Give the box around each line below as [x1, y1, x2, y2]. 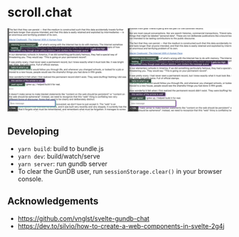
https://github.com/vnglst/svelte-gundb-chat [17, 214, 150, 223]
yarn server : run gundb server [17, 159, 108, 168]
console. [17, 174, 43, 183]
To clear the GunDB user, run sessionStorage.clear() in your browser [17, 167, 223, 175]
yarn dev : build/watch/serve [17, 152, 101, 160]
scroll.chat [7, 4, 73, 21]
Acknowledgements [7, 195, 99, 207]
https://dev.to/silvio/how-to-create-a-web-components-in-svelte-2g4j [17, 221, 225, 230]
